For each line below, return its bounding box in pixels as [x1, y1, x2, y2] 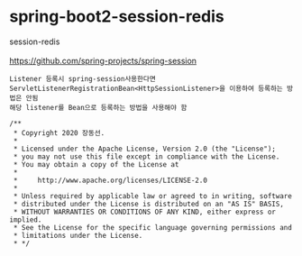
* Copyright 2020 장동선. [13, 128, 105, 137]
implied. [9, 215, 42, 224]
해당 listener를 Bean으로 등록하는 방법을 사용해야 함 [9, 103, 188, 112]
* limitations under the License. [13, 231, 143, 240]
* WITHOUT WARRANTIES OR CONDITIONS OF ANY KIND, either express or [13, 207, 277, 216]
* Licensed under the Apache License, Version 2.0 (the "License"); [13, 144, 277, 153]
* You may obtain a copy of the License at [13, 160, 179, 169]
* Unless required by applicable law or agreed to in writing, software [13, 191, 293, 200]
